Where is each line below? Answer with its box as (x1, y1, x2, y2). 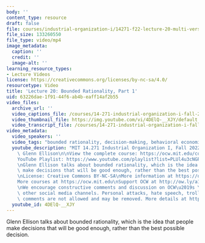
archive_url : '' (12, 105, 53, 111)
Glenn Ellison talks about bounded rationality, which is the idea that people (6, 218, 194, 225)
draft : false (6, 20, 40, 26)
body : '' (6, 9, 29, 15)
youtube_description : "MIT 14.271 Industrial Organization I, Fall (12, 144, 187, 151)
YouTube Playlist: (17, 156, 64, 162)
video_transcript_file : (12, 122, 72, 129)
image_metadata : (6, 43, 48, 49)
